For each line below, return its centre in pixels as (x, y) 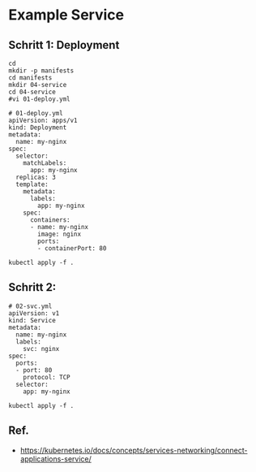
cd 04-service (32, 92)
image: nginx (60, 234)
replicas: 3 (36, 177)
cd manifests (30, 78)
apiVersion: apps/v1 (43, 120)
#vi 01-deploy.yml (39, 99)
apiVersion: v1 (34, 313)
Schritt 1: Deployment (64, 45)
